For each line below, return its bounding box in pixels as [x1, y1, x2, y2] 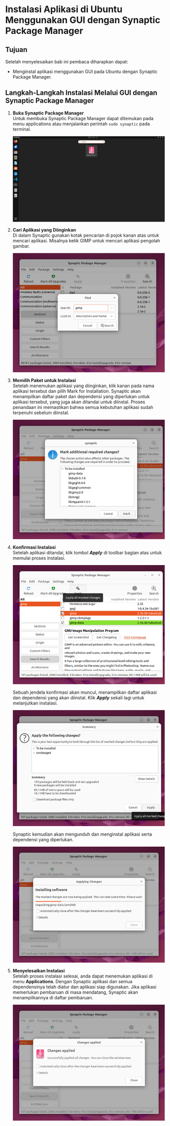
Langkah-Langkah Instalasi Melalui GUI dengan [5, 89, 158, 97]
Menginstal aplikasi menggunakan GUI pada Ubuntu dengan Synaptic [12, 68, 158, 74]
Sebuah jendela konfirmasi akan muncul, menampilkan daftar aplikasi [12, 689, 157, 695]
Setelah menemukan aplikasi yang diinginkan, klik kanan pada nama [12, 383, 154, 389]
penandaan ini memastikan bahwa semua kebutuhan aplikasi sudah [12, 404, 153, 410]
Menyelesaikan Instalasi [12, 968, 65, 974]
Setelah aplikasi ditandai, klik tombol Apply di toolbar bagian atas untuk [12, 549, 162, 555]
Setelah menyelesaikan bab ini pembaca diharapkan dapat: [5, 59, 129, 64]
